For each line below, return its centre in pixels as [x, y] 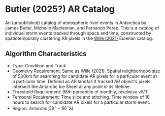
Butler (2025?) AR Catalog [60, 9]
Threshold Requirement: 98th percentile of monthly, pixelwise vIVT [80, 91]
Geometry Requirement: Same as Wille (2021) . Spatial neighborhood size [86, 71]
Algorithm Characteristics [46, 54]
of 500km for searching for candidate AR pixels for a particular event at [84, 76]
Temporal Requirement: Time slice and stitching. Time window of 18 [81, 97]
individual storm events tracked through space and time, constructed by [78, 33]
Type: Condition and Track [39, 65]
